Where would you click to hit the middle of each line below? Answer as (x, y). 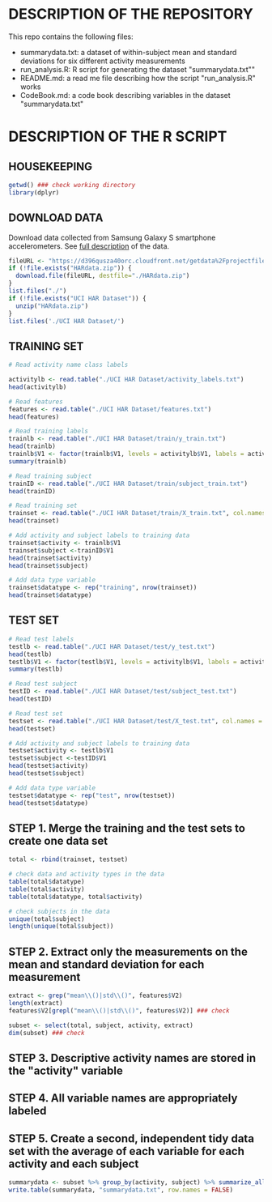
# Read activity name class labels (68, 365)
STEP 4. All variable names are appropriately (123, 1098)
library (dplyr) (34, 192)
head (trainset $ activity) (50, 558)
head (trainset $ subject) (49, 565)
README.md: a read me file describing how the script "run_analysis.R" (138, 78)
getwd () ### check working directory (72, 185)
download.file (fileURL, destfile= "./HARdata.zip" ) (103, 276)
